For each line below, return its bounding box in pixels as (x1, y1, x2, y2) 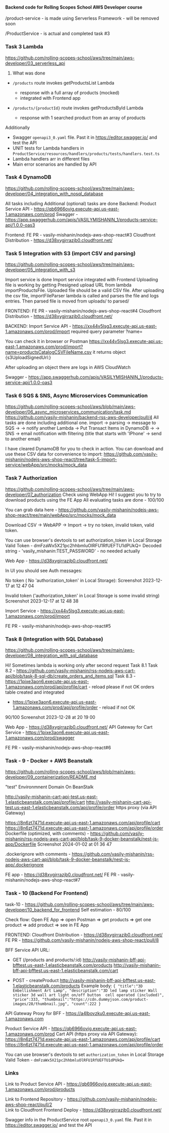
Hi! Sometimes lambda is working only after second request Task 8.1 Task (5, 662, 158, 668)
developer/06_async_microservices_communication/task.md (5, 409, 131, 415)
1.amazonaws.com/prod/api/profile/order (12, 704, 98, 710)
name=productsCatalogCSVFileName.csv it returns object (5, 349, 126, 355)
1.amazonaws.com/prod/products (5, 1086, 75, 1092)
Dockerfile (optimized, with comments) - (5, 830, 89, 837)
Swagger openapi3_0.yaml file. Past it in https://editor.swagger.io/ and (12, 134, 157, 140)
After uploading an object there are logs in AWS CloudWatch (5, 364, 131, 370)
